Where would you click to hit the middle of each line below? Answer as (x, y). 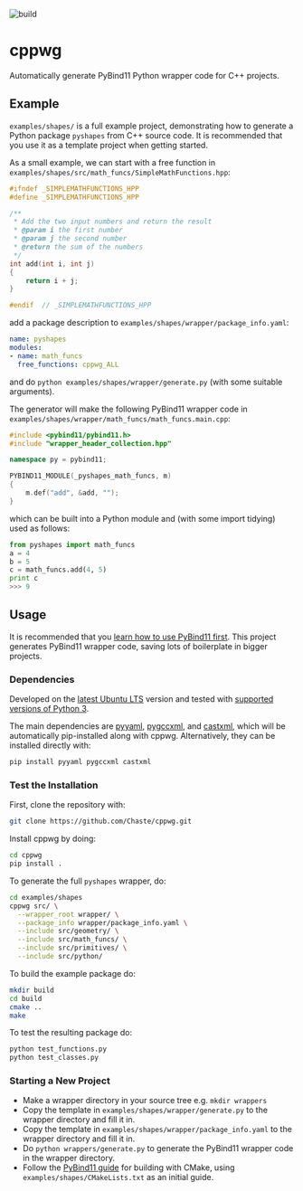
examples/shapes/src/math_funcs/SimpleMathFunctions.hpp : (120, 172)
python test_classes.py (54, 1058)
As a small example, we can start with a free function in (113, 162)
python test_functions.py (58, 1049)
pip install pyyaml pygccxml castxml (80, 762)
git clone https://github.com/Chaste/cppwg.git (101, 822)
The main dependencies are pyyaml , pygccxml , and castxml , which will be (148, 726)
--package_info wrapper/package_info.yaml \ (103, 922)
